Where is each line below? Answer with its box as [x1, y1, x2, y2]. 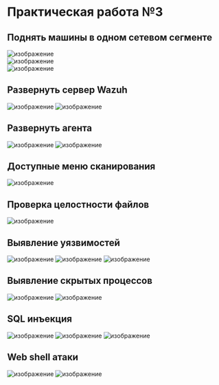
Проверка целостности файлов [7, 199, 150, 210]
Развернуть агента [7, 122, 93, 134]
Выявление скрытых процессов [7, 275, 153, 287]
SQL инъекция [7, 313, 72, 325]
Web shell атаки [7, 351, 79, 363]
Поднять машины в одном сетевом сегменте [7, 32, 213, 43]
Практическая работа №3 [7, 4, 163, 20]
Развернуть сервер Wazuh [7, 84, 128, 96]
